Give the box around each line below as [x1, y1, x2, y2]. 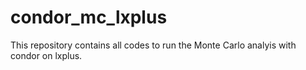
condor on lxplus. [10, 49, 83, 61]
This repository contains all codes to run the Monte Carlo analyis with [10, 39, 297, 51]
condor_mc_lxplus [10, 6, 168, 29]
